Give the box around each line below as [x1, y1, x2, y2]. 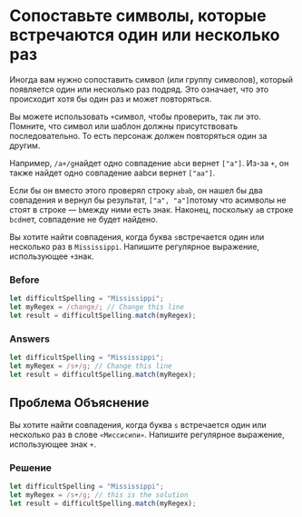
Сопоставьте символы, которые [9, 5, 267, 26]
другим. [9, 140, 41, 151]
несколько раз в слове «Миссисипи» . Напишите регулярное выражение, [9, 429, 286, 440]
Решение [9, 461, 53, 473]
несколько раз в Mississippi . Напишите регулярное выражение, [9, 241, 260, 252]
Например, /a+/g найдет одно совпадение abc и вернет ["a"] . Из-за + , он [9, 157, 289, 168]
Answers [9, 333, 50, 345]
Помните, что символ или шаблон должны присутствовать [9, 120, 239, 132]
